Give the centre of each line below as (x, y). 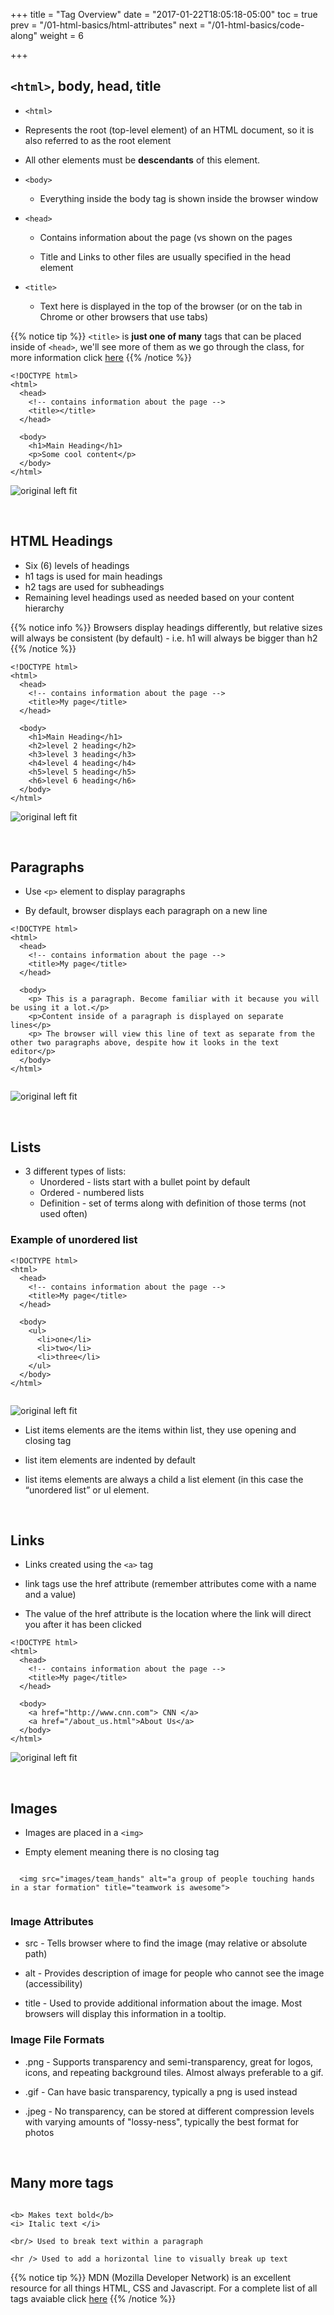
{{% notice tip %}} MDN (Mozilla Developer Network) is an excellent (151, 2277)
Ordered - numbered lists (92, 1193)
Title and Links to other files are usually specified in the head (165, 256)
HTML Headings (61, 541)
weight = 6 (61, 35)
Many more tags (62, 2183)
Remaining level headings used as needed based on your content (159, 597)
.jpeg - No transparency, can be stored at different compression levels (169, 2111)
